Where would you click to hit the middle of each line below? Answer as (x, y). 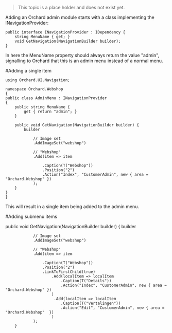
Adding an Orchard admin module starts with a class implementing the (80, 17)
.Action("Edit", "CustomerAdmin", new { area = (113, 308)
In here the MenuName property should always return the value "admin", (82, 55)
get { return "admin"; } (50, 112)
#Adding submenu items (31, 216)
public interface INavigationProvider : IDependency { (65, 32)
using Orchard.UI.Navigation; (38, 80)
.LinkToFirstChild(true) (69, 272)
